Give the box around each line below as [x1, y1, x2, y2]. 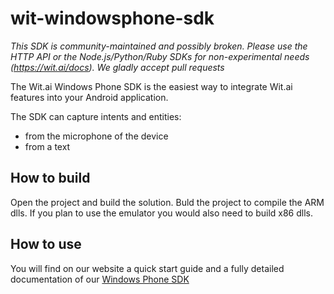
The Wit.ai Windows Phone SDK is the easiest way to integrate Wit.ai [10, 80, 293, 92]
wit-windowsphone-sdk [10, 7, 215, 30]
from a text [24, 140, 71, 152]
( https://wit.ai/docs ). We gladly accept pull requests [10, 61, 225, 73]
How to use [10, 236, 82, 253]
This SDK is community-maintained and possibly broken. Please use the [10, 40, 308, 52]
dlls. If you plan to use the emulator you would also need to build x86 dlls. [10, 207, 314, 219]
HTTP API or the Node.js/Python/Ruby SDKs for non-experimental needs [10, 50, 310, 62]
